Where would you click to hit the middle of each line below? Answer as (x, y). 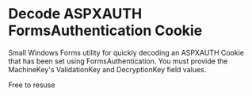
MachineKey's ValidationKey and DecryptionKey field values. (107, 69)
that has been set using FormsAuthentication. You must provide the (118, 61)
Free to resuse (32, 85)
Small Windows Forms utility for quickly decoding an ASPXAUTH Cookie (126, 52)
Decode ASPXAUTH (75, 14)
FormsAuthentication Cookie (105, 31)
